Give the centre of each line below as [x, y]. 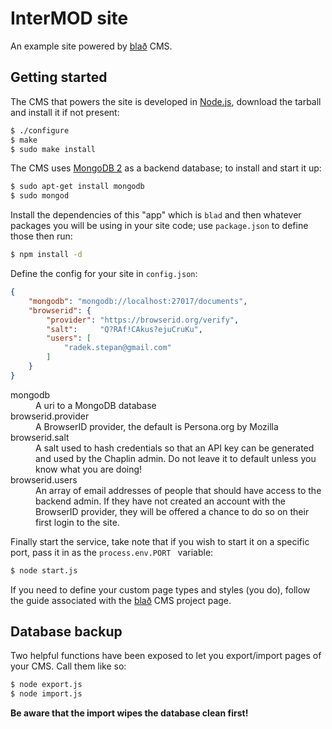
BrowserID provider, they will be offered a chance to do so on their [172, 511]
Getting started [59, 77]
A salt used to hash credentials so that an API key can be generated [175, 448]
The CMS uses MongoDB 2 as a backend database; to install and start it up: [166, 168]
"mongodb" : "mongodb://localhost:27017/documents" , [138, 301]
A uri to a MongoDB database [96, 405]
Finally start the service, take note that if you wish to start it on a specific [160, 541]
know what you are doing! [89, 469]
